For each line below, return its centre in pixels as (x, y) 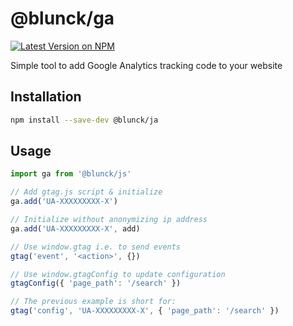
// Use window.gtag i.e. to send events (96, 247)
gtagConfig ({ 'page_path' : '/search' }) (96, 283)
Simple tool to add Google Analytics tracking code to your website (146, 65)
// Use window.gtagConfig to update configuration (118, 274)
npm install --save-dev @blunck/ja (84, 120)
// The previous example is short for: (93, 302)
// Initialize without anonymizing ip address (109, 220)
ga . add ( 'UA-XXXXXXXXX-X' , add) (75, 228)
